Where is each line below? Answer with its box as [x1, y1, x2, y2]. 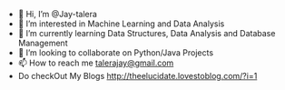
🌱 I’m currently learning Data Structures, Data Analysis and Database [17, 28, 276, 38]
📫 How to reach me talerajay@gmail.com [17, 57, 174, 68]
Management [17, 37, 68, 48]
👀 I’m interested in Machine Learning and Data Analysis [17, 18, 225, 29]
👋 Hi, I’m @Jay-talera [17, 9, 98, 19]
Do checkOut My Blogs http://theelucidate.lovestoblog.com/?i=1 [17, 71, 258, 81]
